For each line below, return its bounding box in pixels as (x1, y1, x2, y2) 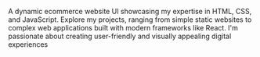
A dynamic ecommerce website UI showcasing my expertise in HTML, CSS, (8, 7, 252, 16)
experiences (8, 40, 49, 49)
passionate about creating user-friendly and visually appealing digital (8, 31, 232, 41)
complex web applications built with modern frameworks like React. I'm (8, 23, 239, 32)
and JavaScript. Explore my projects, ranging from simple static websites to (8, 15, 252, 24)
